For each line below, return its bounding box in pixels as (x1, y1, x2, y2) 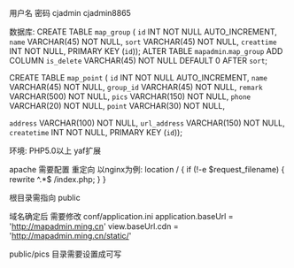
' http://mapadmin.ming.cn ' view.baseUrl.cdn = (9, 221, 179, 232)
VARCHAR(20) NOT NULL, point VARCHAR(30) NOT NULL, (9, 101, 226, 111)
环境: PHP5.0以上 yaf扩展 (9, 145, 102, 156)
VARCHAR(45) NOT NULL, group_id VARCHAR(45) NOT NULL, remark (9, 82, 263, 92)
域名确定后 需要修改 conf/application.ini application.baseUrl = (9, 211, 234, 221)
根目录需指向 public (9, 193, 81, 203)
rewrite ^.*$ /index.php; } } (9, 174, 106, 184)
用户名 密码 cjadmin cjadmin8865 (9, 8, 131, 18)
